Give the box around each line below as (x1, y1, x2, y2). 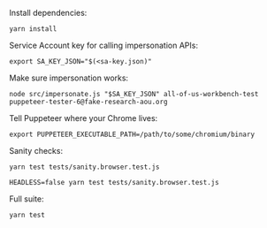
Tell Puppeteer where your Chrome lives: (9, 113, 158, 123)
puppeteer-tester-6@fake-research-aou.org (9, 97, 168, 106)
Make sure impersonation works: (9, 72, 129, 83)
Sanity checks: (9, 146, 64, 156)
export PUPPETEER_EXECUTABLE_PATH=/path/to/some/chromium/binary (9, 130, 255, 139)
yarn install (9, 25, 57, 34)
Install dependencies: (9, 8, 88, 18)
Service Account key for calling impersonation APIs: (9, 40, 199, 50)
